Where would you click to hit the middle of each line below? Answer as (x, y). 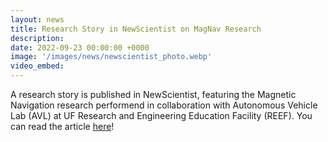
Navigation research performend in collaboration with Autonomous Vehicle (164, 105)
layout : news (37, 19)
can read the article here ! (62, 126)
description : (37, 38)
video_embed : (37, 66)
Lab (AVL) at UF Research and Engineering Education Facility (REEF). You (161, 115)
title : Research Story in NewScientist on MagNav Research (136, 29)
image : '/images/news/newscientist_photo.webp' (111, 57)
